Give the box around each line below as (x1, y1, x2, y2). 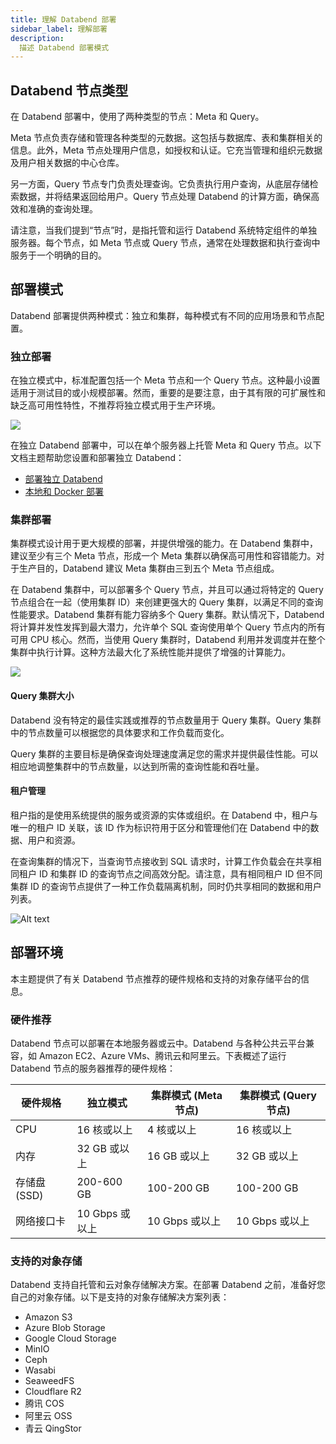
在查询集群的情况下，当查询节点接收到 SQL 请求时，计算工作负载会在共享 (10, 855, 313, 867)
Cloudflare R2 (24, 1386, 82, 1398)
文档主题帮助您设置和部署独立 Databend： (10, 452, 185, 464)
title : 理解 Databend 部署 (10, 14, 117, 25)
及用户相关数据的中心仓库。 (10, 157, 125, 169)
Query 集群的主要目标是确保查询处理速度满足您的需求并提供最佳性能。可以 (10, 747, 319, 760)
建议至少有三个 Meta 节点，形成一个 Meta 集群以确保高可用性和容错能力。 (10, 550, 317, 562)
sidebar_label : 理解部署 (10, 24, 108, 34)
